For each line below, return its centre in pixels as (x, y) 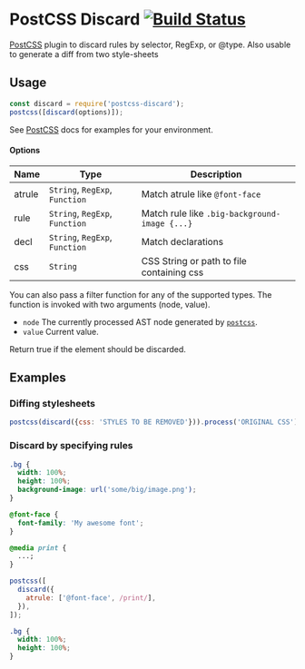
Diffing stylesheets (53, 404)
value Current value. (61, 331)
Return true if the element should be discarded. (98, 349)
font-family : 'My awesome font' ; (81, 523)
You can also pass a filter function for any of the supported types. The (141, 294)
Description (216, 174)
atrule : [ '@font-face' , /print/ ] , (91, 598)
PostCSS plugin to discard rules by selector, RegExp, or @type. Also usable (150, 44)
